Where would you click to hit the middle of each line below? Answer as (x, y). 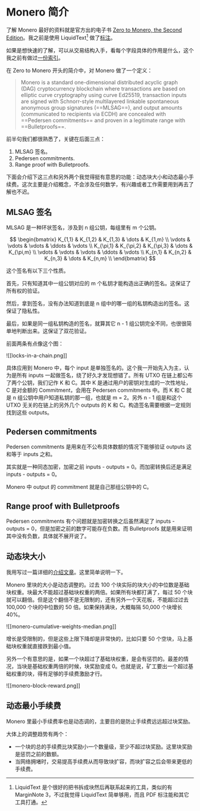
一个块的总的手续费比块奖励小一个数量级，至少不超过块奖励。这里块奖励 (103, 746)
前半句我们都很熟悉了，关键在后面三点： (56, 139)
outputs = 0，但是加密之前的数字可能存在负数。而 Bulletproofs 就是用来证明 (99, 529)
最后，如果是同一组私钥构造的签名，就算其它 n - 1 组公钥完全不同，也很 (94, 324)
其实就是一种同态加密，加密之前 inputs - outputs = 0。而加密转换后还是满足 (99, 467)
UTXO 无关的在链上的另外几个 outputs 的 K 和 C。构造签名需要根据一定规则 (99, 405)
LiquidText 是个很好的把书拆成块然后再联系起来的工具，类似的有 (93, 787)
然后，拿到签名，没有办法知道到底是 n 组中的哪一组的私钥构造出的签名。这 (98, 304)
